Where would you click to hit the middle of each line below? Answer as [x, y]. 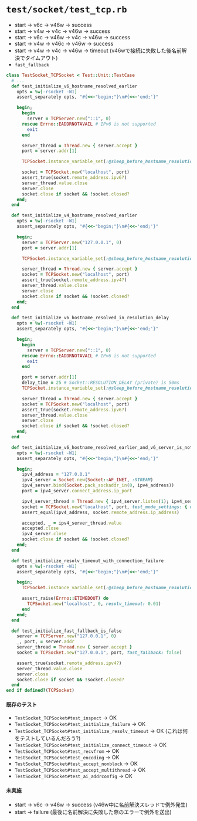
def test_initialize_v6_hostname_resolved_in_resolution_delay [90, 318]
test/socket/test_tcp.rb [67, 10]
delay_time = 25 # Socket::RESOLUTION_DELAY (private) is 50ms [101, 383]
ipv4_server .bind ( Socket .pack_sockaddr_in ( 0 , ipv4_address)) [98, 485]
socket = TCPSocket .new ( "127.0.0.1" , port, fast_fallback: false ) [99, 653]
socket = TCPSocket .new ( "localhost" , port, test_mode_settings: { [104, 507]
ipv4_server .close [44, 534]
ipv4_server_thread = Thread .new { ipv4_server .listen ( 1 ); [95, 501]
